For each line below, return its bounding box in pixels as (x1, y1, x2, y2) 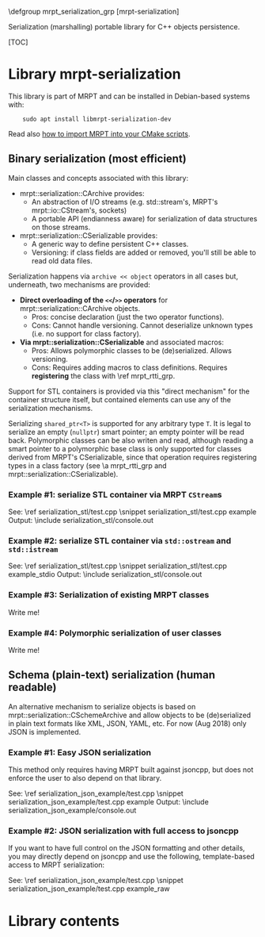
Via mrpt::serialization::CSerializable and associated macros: (19, 337, 224, 347)
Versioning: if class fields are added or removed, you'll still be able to (31, 248, 257, 257)
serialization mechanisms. (8, 403, 93, 413)
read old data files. (31, 255, 93, 265)
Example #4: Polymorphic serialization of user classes (8, 627, 221, 638)
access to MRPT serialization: (8, 860, 105, 870)
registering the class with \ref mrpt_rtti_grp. (31, 371, 176, 380)
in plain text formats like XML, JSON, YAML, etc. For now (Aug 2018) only (8, 718, 247, 728)
